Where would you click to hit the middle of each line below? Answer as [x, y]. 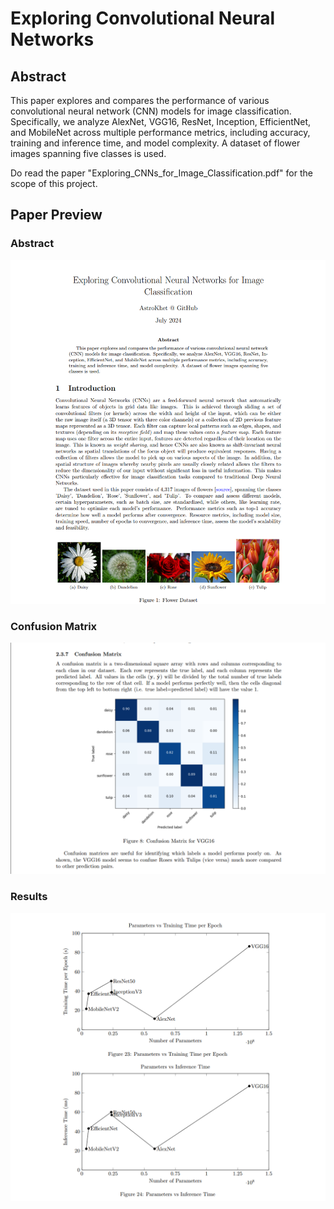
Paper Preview [56, 215]
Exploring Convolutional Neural [143, 18]
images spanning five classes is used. [88, 153]
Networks [52, 39]
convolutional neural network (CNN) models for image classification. [151, 111]
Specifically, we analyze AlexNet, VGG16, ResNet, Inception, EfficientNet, [161, 121]
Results [29, 897]
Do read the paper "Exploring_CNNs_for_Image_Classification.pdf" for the [161, 173]
